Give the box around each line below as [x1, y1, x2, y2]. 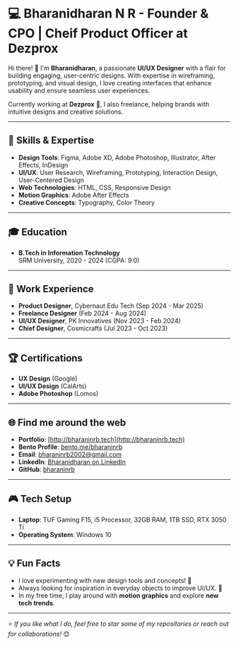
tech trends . [18, 598, 55, 607]
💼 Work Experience [8, 283, 94, 295]
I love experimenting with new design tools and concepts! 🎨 [18, 576, 192, 584]
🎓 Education [8, 227, 68, 239]
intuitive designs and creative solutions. [8, 107, 124, 116]
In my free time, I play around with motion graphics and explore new [18, 591, 219, 600]
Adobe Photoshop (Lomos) [18, 390, 99, 398]
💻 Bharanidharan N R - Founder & [8, 6, 209, 22]
